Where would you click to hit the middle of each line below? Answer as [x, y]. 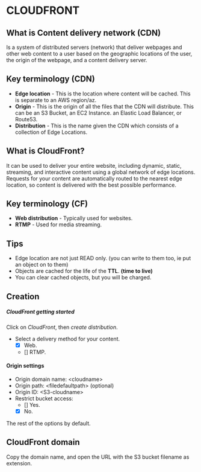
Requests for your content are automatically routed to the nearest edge [94, 178]
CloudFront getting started [41, 312]
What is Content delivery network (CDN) [84, 33]
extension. [19, 463]
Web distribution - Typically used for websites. [74, 218]
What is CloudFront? [45, 151]
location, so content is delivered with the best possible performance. [91, 185]
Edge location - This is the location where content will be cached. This [103, 94]
